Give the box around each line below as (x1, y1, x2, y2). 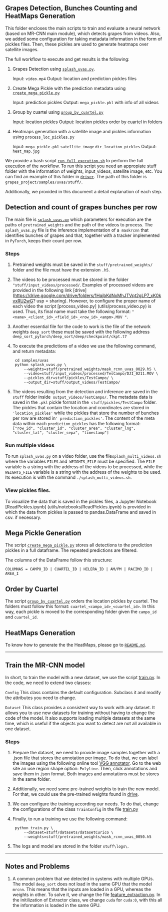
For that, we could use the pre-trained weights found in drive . (12, 791, 139, 797)
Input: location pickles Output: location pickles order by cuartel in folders (12, 119, 162, 125)
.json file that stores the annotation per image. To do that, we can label (12, 755, 158, 761)
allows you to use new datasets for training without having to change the (5, 710, 155, 716)
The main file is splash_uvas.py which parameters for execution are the (5, 216, 151, 222)
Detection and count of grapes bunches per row (5, 203, 157, 212)
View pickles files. (5, 487, 51, 494)
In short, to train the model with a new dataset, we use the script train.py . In (5, 674, 161, 680)
